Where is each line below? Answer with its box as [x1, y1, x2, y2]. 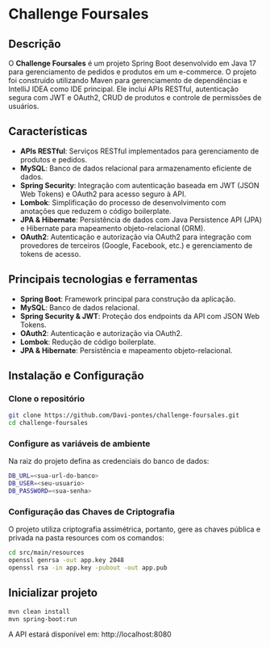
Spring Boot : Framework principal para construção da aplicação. [19, 294, 236, 304]
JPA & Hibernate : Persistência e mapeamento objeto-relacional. [19, 345, 233, 355]
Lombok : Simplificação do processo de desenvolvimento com [19, 197, 226, 207]
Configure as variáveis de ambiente [8, 438, 151, 449]
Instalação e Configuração [8, 369, 144, 383]
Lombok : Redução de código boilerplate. [19, 337, 156, 347]
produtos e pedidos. [19, 154, 88, 164]
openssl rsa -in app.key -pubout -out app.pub [8, 564, 168, 572]
